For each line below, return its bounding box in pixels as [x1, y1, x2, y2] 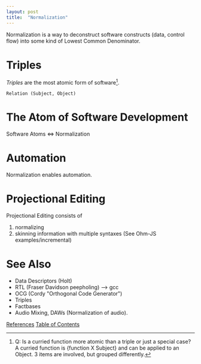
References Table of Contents [6, 320, 80, 327]
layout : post [6, 8, 39, 15]
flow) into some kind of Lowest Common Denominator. [6, 37, 141, 44]
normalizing [14, 223, 44, 231]
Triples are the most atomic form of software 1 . [6, 78, 120, 86]
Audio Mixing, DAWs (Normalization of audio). [14, 309, 128, 316]
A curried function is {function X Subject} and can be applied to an [14, 344, 179, 351]
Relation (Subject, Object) [6, 91, 77, 97]
